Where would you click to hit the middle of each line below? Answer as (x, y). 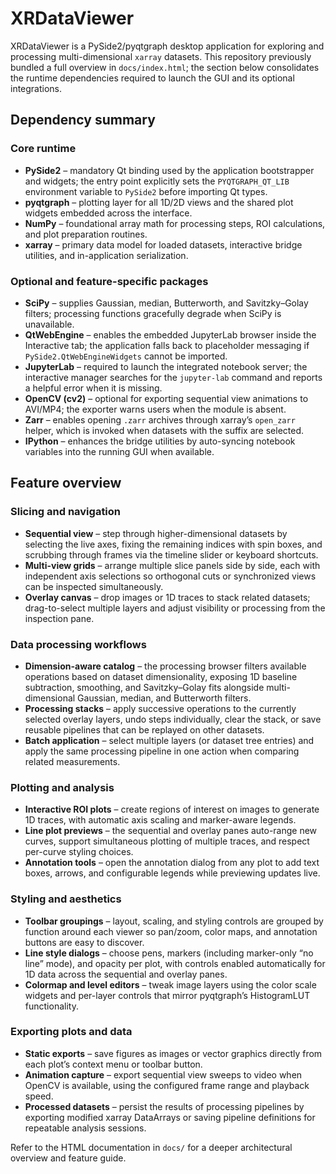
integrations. (36, 88)
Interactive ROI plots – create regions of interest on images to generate (172, 809)
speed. (39, 1096)
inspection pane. (59, 618)
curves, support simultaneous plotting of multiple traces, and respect (167, 841)
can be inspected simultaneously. (94, 586)
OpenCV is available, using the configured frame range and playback (167, 1085)
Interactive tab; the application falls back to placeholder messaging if (167, 345)
